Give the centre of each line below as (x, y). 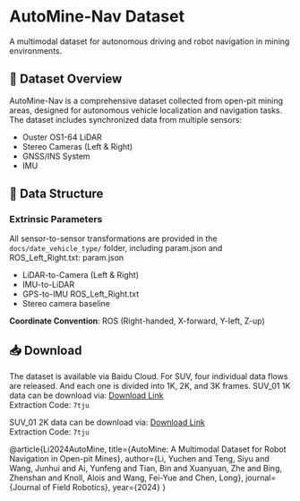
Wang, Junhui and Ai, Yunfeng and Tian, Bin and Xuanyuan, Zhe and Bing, (146, 469)
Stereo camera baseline (66, 304)
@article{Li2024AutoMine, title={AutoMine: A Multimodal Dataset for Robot (148, 449)
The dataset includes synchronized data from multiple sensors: (126, 119)
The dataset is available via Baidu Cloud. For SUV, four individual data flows (149, 376)
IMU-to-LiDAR (48, 285)
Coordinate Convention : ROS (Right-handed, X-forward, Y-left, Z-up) (137, 321)
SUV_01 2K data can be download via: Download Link (107, 422)
